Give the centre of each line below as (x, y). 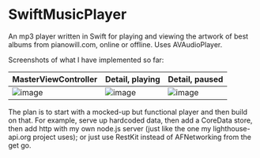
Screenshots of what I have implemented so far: (86, 60)
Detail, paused (196, 79)
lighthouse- (232, 128)
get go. (20, 145)
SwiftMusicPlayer (68, 15)
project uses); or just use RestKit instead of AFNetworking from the (142, 137)
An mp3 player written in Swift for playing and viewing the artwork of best (128, 36)
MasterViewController (55, 79)
